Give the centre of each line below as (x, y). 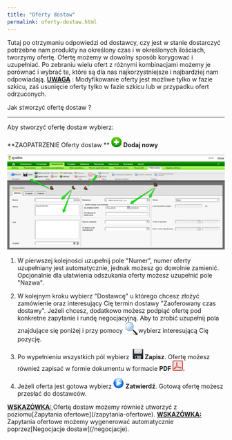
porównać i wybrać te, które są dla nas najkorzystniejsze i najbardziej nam (113, 72)
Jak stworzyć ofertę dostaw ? (49, 107)
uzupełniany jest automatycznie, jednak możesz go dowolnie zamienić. (118, 268)
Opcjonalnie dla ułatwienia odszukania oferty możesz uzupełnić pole (115, 276)
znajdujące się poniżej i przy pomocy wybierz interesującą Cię (113, 331)
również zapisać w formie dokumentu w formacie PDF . (101, 369)
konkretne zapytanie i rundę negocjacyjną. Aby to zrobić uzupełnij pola (118, 318)
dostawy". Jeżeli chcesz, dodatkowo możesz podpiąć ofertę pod (109, 311)
